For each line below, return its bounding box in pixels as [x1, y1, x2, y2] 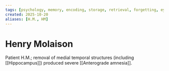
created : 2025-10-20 [5, 12, 49, 17]
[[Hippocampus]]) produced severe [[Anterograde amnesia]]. [5, 60, 132, 66]
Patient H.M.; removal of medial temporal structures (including [5, 54, 134, 60]
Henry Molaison [5, 38, 73, 49]
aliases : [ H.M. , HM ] [5, 16, 49, 21]
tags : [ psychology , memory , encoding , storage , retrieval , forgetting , [5, 7, 158, 12]
